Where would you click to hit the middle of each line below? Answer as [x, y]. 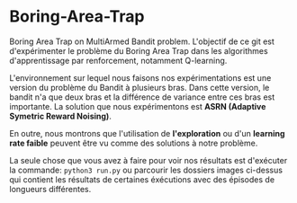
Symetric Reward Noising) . [61, 116]
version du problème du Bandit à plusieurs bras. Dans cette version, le [139, 87]
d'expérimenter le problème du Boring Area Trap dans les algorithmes [139, 50]
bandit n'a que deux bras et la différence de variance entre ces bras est [142, 97]
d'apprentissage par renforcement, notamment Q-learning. [118, 60]
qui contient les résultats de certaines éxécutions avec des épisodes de [142, 179]
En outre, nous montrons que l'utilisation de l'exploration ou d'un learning [147, 133]
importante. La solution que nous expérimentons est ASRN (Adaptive [138, 106]
